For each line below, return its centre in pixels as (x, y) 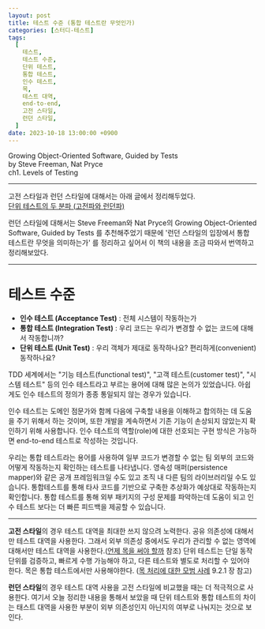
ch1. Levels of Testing (43, 172)
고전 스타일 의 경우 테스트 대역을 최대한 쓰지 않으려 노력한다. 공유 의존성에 (120, 531)
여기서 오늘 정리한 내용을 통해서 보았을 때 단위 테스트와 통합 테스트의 (136, 597)
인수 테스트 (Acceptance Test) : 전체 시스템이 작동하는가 (108, 318)
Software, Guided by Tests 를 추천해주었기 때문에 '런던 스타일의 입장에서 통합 (129, 232)
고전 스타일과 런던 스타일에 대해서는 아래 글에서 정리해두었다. (102, 196)
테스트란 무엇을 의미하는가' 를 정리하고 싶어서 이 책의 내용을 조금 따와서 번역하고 (131, 243)
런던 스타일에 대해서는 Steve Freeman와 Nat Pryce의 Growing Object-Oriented (132, 223)
